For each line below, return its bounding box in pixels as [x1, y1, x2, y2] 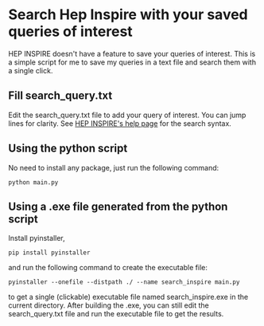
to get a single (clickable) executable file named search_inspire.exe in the [8, 293, 249, 302]
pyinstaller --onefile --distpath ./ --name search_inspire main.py [8, 278, 240, 286]
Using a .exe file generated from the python [8, 199, 228, 213]
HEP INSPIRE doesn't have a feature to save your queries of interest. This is [8, 49, 256, 58]
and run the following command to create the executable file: [8, 263, 208, 273]
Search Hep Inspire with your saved [8, 6, 248, 24]
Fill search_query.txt [8, 89, 113, 103]
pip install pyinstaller [8, 249, 91, 257]
